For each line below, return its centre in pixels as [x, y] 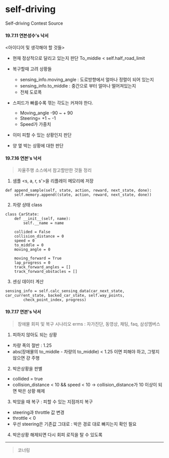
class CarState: [22, 214]
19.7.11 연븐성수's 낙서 [27, 35]
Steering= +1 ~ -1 [38, 118]
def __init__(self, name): [43, 219]
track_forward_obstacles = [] [46, 272]
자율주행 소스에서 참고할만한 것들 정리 [55, 170]
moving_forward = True [38, 258]
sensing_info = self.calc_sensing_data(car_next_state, [65, 291]
